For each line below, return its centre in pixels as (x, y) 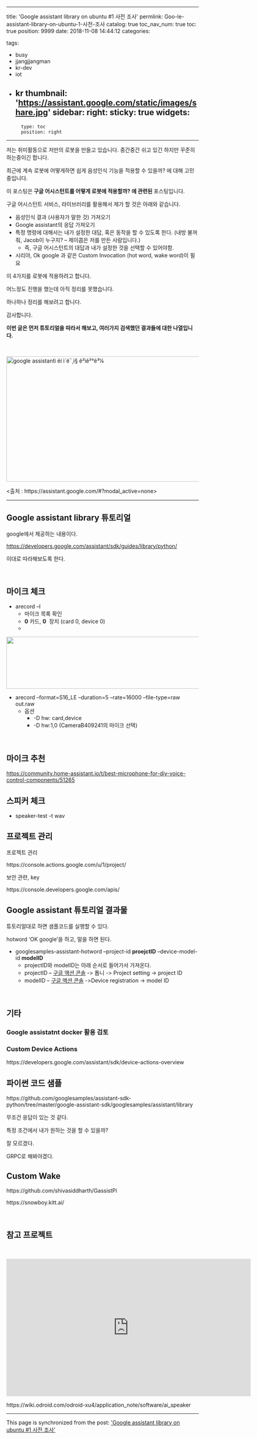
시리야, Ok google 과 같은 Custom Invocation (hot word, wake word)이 (102, 255)
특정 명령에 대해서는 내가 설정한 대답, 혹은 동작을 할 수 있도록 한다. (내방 (100, 232)
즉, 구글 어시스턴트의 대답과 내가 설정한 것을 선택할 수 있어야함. (99, 248)
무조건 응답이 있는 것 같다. (37, 1117)
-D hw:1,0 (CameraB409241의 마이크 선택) (85, 726)
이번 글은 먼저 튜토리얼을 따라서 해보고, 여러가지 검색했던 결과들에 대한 (89, 328)
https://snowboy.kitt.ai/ (35, 1202)
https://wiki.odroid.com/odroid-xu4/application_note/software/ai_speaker (99, 1405)
